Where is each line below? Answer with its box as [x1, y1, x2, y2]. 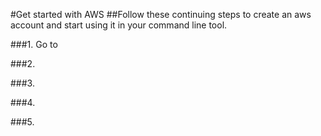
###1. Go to [10, 39, 58, 50]
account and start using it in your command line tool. [10, 19, 228, 31]
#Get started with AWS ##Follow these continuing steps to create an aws [10, 9, 312, 20]
